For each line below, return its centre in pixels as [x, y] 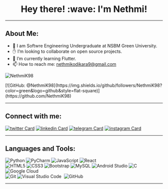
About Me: [22, 34]
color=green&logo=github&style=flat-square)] [52, 90]
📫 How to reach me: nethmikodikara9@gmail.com [64, 64]
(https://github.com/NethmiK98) [38, 96]
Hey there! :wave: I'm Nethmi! [84, 9]
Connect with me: [33, 116]
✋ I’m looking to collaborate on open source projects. [67, 51]
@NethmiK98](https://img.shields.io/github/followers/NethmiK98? [94, 85]
